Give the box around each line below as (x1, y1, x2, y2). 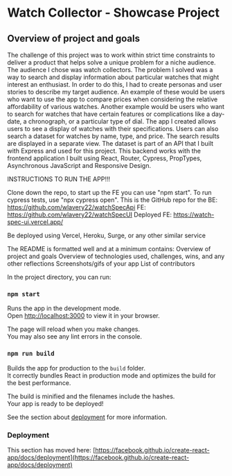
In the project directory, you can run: (7, 273, 111, 281)
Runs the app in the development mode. (7, 304, 121, 313)
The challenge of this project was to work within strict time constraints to (7, 51, 215, 59)
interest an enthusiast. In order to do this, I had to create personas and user (7, 80, 223, 88)
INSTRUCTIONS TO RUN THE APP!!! (7, 175, 111, 183)
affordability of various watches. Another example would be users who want (7, 103, 225, 110)
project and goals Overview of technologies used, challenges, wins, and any (7, 252, 225, 260)
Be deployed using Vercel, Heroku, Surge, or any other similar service (7, 231, 206, 239)
